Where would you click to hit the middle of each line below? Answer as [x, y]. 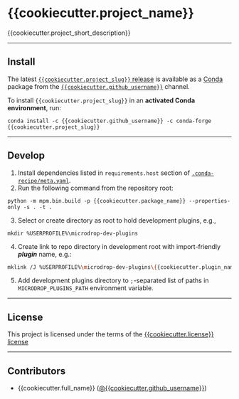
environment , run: [34, 107]
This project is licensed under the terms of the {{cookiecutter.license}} [111, 334]
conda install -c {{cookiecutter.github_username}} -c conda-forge [110, 121]
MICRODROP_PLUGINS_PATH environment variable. [86, 288]
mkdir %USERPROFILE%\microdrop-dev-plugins [73, 233]
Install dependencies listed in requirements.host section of [104, 173]
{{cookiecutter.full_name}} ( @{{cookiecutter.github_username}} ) [112, 388]
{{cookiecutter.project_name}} [101, 13]
